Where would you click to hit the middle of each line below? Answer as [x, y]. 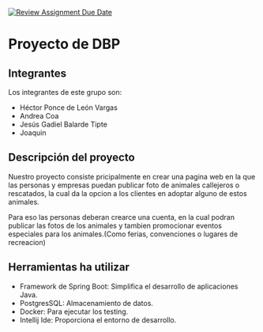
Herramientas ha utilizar [69, 268]
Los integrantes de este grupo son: [65, 92]
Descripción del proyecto [72, 158]
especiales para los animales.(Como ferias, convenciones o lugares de [123, 234]
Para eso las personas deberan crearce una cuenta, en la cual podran [122, 217]
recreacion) [27, 242]
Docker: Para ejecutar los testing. [74, 311]
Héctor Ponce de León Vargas [69, 108]
